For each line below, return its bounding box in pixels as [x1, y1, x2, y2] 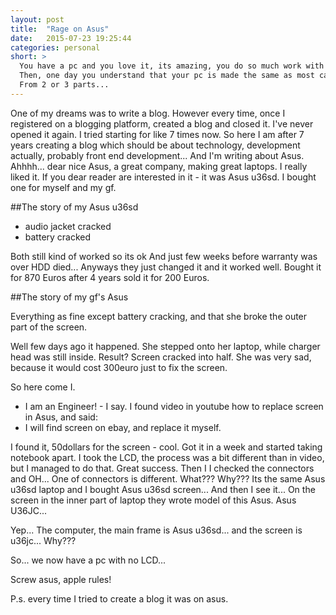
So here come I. [10, 381, 76, 393]
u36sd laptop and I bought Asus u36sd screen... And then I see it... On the [10, 483, 316, 495]
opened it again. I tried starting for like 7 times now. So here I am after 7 [10, 128, 305, 140]
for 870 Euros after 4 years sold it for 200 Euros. [10, 271, 210, 283]
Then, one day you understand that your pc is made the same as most [19, 71, 315, 81]
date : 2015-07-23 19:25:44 [10, 33, 132, 43]
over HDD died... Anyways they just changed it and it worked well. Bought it [10, 261, 322, 273]
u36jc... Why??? [10, 534, 77, 546]
